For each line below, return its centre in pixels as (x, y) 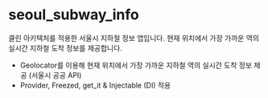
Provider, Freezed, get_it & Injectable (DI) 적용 (95, 85)
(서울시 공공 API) (55, 75)
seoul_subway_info (74, 15)
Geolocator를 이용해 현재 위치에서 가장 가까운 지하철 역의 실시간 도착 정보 (136, 65)
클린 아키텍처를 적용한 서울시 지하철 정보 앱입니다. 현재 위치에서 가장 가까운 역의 (134, 38)
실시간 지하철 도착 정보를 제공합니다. (65, 48)
